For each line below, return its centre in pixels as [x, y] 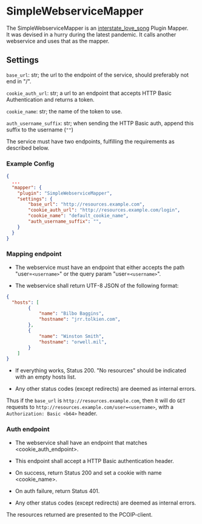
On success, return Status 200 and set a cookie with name [88, 472]
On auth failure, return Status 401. [57, 491]
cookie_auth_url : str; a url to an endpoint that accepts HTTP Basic [89, 93]
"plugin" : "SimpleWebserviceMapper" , [65, 193]
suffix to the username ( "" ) [40, 130]
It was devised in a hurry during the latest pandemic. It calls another [91, 34]
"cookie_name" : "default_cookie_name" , [79, 216]
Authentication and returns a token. [51, 99]
